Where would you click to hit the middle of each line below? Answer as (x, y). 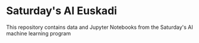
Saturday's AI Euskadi (62, 11)
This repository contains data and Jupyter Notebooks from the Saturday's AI (99, 27)
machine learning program (39, 33)
